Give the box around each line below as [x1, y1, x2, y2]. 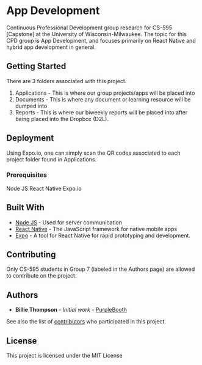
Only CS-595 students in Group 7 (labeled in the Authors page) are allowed [6, 265, 195, 273]
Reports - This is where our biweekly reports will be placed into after [15, 108, 188, 116]
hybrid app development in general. [6, 43, 96, 51]
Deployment [6, 133, 54, 144]
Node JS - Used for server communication [15, 218, 123, 226]
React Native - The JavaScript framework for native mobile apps [15, 225, 178, 232]
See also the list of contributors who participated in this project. [6, 318, 167, 325]
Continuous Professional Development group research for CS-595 [6, 24, 173, 31]
